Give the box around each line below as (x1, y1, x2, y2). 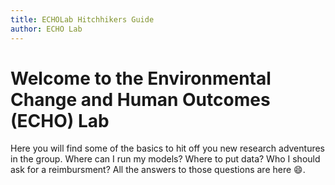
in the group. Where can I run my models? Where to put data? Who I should (10, 153, 321, 165)
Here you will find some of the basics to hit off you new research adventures (10, 142, 325, 155)
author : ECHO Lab (10, 24, 83, 34)
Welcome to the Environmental (10, 67, 272, 90)
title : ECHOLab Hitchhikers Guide (10, 14, 155, 25)
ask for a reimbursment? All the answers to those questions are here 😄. (10, 164, 306, 176)
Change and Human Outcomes (10, 88, 271, 111)
